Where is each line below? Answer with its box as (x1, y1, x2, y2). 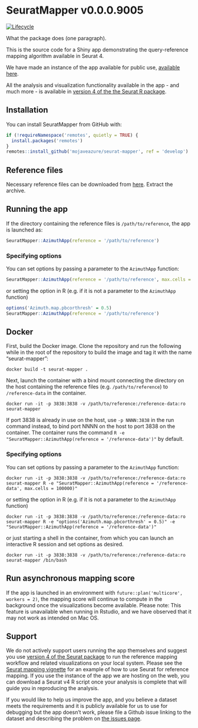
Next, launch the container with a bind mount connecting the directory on (6, 377, 184, 384)
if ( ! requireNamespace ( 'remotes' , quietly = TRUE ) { (6, 132, 138, 138)
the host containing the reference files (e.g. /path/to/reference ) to (6, 383, 169, 391)
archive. (6, 187, 26, 194)
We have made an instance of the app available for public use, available (6, 63, 180, 71)
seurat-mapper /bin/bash (6, 557, 67, 563)
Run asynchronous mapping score (6, 574, 136, 584)
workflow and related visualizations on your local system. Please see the (6, 659, 183, 666)
